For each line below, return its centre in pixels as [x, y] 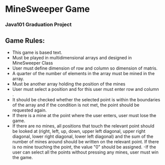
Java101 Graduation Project [38, 25]
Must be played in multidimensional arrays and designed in [72, 57]
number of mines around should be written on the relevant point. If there [85, 141]
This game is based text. [37, 52]
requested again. [29, 110]
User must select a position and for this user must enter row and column [85, 89]
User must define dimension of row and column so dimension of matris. [85, 68]
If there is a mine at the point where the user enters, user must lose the [84, 115]
